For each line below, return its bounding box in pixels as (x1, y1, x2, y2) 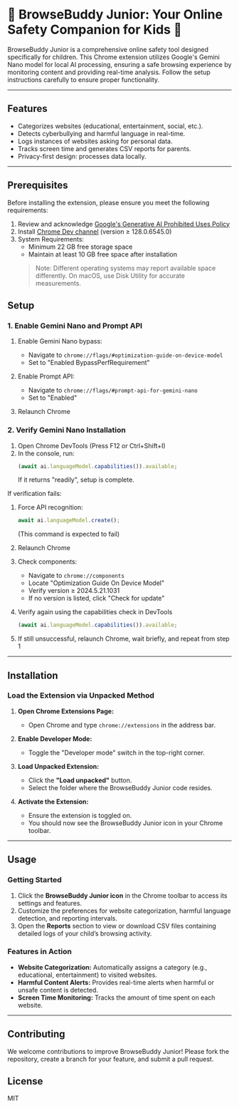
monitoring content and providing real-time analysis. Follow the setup (7, 68, 211, 76)
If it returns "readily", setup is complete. (17, 475, 135, 484)
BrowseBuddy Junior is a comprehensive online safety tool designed (7, 45, 208, 53)
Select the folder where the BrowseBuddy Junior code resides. (28, 783, 213, 792)
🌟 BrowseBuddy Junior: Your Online (7, 6, 223, 23)
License (7, 1075, 43, 1087)
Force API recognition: (17, 503, 83, 512)
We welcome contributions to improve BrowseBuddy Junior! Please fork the (7, 1047, 230, 1055)
